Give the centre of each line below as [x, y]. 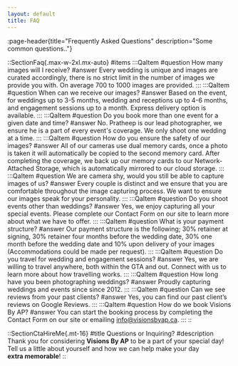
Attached [21, 168]
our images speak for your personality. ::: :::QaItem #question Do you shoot [118, 198]
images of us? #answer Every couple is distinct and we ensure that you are [118, 183]
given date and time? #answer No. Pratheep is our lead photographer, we [115, 122]
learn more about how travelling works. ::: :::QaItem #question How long [113, 274]
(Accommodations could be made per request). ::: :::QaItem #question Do [115, 251]
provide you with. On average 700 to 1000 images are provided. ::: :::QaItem [119, 85]
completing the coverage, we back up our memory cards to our [100, 160]
